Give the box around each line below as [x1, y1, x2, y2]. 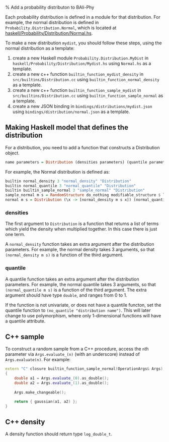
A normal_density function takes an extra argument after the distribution [5, 241, 154, 247]
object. [5, 150, 20, 156]
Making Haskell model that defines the [5, 123, 128, 132]
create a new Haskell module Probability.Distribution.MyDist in [12, 55, 149, 61]
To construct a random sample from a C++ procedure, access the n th [5, 346, 149, 352]
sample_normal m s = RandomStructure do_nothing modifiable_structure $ [5, 193, 161, 198]
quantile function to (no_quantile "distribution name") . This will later [5, 307, 151, 313]
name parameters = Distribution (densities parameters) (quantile [5, 159, 147, 164]
